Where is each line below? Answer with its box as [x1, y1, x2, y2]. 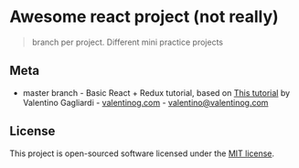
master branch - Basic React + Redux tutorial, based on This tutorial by [22, 87, 291, 98]
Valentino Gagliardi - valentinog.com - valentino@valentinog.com [22, 97, 269, 108]
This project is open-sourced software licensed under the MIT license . [9, 148, 275, 159]
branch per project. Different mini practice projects [31, 37, 224, 47]
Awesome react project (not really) [9, 6, 279, 27]
